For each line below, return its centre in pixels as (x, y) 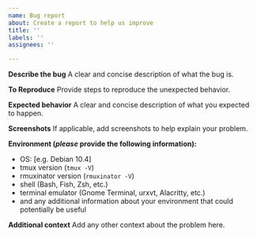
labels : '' (26, 38)
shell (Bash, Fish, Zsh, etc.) (64, 184)
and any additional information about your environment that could (126, 201)
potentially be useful (53, 209)
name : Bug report (37, 15)
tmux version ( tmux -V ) (57, 167)
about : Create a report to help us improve (81, 23)
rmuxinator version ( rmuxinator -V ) (77, 176)
